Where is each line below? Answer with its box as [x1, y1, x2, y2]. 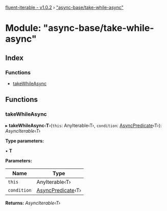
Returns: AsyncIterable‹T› [5, 200, 60, 206]
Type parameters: [5, 138, 44, 144]
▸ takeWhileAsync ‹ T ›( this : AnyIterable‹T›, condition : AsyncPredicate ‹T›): [5, 122, 162, 129]
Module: [5, 23, 41, 34]
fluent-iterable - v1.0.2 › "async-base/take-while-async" [5, 5, 124, 10]
